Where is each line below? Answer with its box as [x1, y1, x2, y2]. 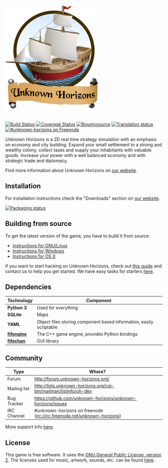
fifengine [7, 331, 27, 337]
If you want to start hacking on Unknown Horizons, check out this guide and [5, 263, 162, 269]
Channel [7, 413, 25, 419]
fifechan [7, 338, 25, 344]
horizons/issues [34, 400, 67, 406]
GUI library [36, 338, 59, 344]
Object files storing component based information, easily [36, 319, 153, 325]
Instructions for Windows [12, 248, 64, 254]
